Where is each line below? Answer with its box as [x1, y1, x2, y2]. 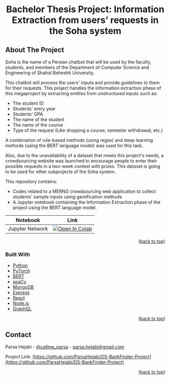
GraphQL [12, 306, 32, 312]
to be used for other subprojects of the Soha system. [5, 169, 116, 174]
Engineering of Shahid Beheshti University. [5, 70, 95, 76]
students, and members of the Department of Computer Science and [5, 65, 149, 70]
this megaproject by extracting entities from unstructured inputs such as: [5, 91, 158, 96]
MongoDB [12, 284, 34, 290]
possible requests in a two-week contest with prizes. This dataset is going [5, 163, 161, 169]
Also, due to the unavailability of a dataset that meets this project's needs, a [5, 153, 164, 158]
